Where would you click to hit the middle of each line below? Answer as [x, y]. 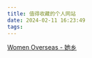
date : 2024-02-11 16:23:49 [46, 20]
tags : [15, 27]
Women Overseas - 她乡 [42, 48]
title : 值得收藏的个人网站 [42, 14]
